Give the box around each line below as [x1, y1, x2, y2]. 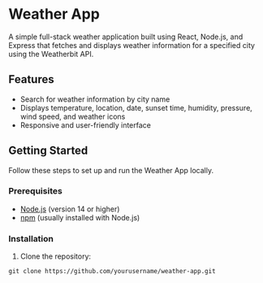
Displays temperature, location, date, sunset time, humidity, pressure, [19, 102, 253, 112]
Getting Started [8, 144, 88, 158]
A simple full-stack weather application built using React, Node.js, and [8, 32, 244, 41]
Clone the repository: [19, 251, 92, 261]
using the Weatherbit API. [8, 49, 94, 59]
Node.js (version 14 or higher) [19, 204, 120, 214]
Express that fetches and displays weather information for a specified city [8, 40, 256, 50]
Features [8, 72, 54, 86]
